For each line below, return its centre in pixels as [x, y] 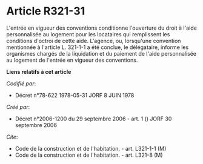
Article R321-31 [46, 11]
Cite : [12, 137]
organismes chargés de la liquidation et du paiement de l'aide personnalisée [101, 53]
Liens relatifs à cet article [39, 71]
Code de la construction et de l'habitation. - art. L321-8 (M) [89, 155]
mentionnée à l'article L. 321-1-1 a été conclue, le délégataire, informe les [98, 47]
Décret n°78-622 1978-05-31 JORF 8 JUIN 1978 [75, 95]
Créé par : [18, 107]
